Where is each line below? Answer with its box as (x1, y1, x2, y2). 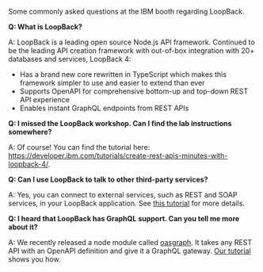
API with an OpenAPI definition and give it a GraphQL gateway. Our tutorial (8, 246, 251, 255)
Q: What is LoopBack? (8, 22, 83, 31)
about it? (8, 222, 38, 232)
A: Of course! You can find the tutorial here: (8, 143, 151, 151)
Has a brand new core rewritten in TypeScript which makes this (19, 70, 227, 79)
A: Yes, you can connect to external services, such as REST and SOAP (8, 190, 238, 199)
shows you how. (8, 255, 61, 264)
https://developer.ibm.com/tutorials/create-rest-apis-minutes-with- (8, 151, 228, 160)
